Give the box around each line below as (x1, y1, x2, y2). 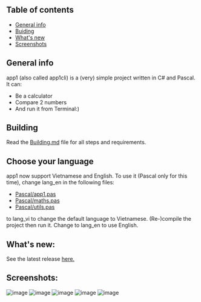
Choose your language (6, 156, 94, 166)
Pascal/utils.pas (15, 203, 55, 211)
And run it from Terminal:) (15, 105, 80, 112)
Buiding (15, 27, 35, 35)
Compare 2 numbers (15, 98, 67, 106)
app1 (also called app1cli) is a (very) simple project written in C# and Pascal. (6, 74, 196, 81)
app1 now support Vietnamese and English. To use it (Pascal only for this (6, 172, 188, 180)
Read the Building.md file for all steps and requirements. (6, 139, 147, 146)
